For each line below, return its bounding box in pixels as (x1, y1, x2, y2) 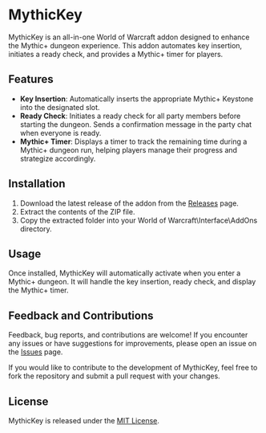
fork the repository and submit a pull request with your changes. (8, 371, 220, 381)
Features (8, 72, 54, 86)
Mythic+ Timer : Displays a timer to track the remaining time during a (19, 137, 248, 146)
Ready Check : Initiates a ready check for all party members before (19, 111, 241, 121)
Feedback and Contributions (8, 308, 154, 322)
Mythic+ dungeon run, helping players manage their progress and (19, 145, 238, 154)
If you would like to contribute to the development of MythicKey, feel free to (8, 363, 258, 373)
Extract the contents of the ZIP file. (19, 206, 135, 216)
